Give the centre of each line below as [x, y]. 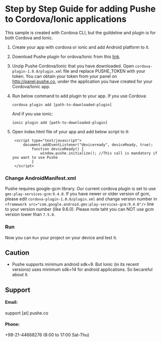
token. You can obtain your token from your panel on [65, 76]
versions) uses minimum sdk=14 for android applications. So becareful [82, 269]
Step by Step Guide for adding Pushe [81, 9]
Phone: [13, 324]
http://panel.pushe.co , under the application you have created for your [82, 81]
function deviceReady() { [58, 149]
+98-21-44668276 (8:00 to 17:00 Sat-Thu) [47, 335]
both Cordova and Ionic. [29, 38]
